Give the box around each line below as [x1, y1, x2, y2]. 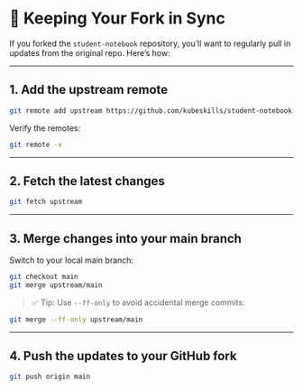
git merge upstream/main [9, 280, 103, 290]
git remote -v [9, 140, 63, 149]
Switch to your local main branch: [9, 255, 133, 265]
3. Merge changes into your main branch [9, 230, 242, 246]
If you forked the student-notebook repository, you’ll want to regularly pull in [9, 38, 291, 49]
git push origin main [9, 372, 91, 382]
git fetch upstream [9, 198, 83, 207]
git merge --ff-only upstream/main [9, 315, 143, 324]
